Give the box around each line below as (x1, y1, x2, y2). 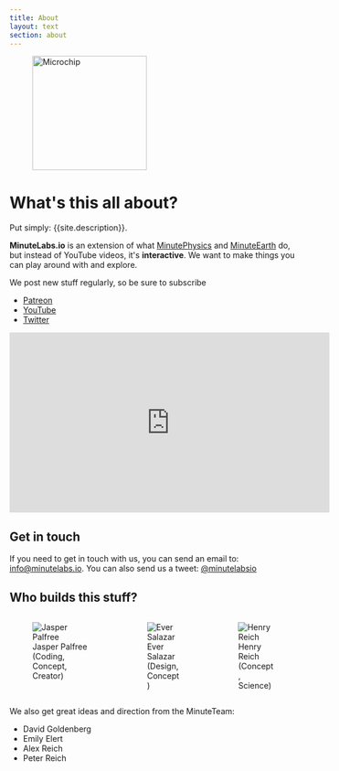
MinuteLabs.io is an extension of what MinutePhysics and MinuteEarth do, (9, 240, 291, 252)
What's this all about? (9, 192, 178, 213)
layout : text (9, 22, 59, 31)
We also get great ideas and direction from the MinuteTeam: (9, 705, 235, 716)
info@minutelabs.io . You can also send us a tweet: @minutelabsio (9, 563, 258, 574)
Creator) (32, 669, 64, 681)
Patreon (22, 294, 53, 306)
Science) (238, 680, 272, 691)
